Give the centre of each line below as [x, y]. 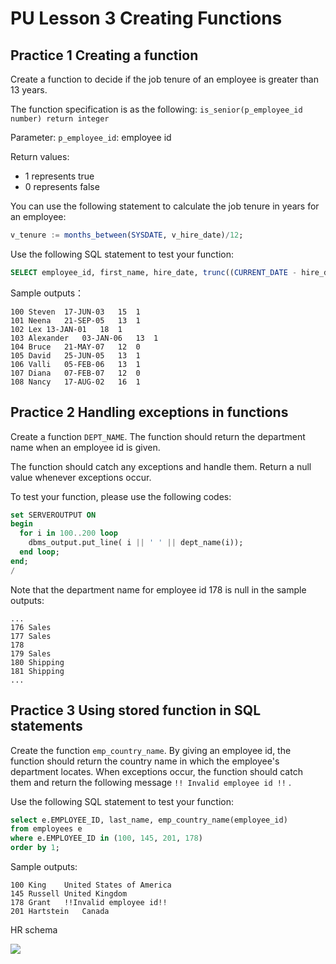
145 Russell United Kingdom [69, 894]
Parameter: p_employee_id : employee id [91, 137]
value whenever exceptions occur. [81, 477]
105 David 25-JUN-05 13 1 [75, 355]
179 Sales [31, 653]
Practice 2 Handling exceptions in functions [149, 412]
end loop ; [39, 552]
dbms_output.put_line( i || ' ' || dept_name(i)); [136, 543]
